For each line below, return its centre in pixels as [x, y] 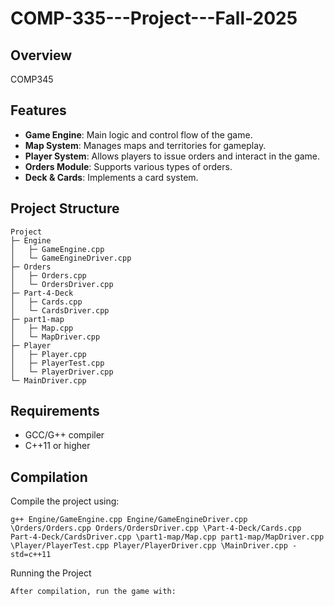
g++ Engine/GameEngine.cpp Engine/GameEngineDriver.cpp [129, 520]
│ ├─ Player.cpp [48, 354]
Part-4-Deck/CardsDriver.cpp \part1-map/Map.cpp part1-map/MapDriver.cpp [167, 537]
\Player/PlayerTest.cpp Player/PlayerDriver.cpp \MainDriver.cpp [149, 546]
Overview [41, 55]
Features [38, 110]
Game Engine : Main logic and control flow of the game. [138, 134]
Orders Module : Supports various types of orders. [128, 166]
